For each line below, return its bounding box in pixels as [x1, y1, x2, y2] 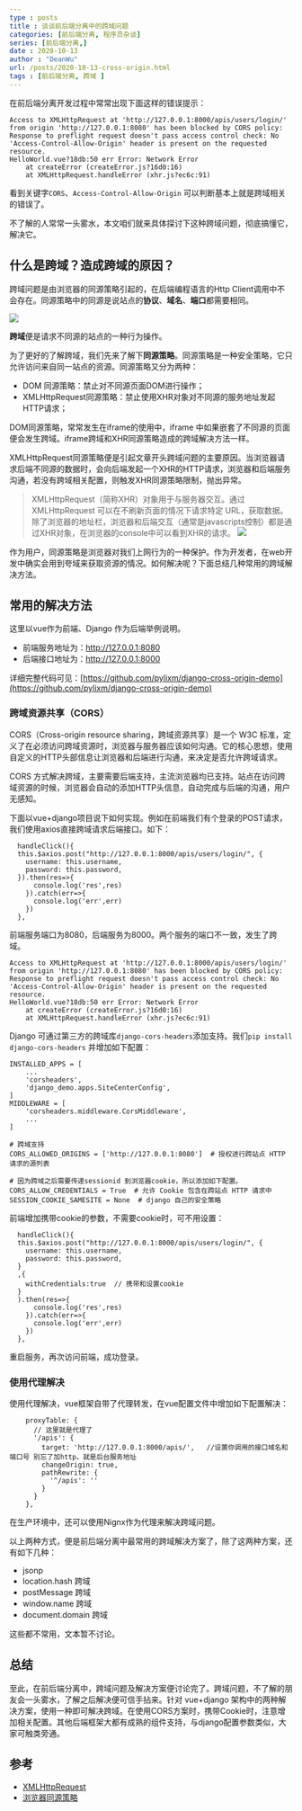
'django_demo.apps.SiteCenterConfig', [25, 1083, 171, 1093]
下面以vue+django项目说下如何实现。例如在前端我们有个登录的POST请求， [9, 812, 288, 823]
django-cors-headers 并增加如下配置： [9, 1041, 151, 1052]
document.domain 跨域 [22, 1609, 109, 1619]
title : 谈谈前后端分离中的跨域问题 [9, 22, 129, 31]
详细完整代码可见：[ [9, 673, 84, 683]
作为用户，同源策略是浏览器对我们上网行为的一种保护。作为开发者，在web [9, 546, 285, 558]
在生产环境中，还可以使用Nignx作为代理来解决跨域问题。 [9, 1516, 220, 1527]
